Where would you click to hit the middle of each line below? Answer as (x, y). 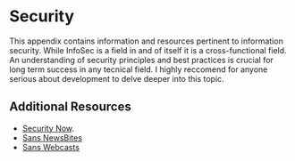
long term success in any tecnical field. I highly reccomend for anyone (139, 69)
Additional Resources (70, 107)
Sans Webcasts (51, 147)
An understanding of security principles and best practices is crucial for (142, 60)
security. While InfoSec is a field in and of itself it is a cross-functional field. (148, 50)
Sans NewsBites (52, 137)
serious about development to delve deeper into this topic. (117, 78)
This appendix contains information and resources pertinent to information (146, 41)
